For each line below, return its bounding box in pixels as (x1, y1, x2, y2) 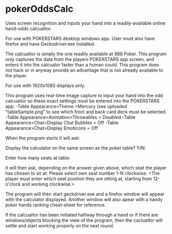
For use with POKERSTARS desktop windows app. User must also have (5, 35, 155, 41)
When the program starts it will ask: (5, 135, 80, 141)
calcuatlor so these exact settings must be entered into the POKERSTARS (5, 98, 160, 104)
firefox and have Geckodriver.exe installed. (5, 40, 96, 47)
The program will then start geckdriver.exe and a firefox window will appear (5, 190, 165, 197)
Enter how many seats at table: (5, 155, 71, 161)
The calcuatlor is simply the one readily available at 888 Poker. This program (5, 51, 167, 57)
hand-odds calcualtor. (5, 25, 52, 31)
